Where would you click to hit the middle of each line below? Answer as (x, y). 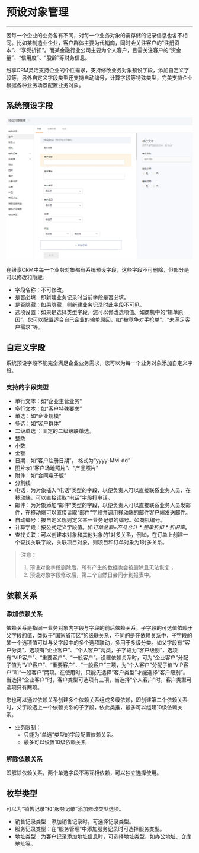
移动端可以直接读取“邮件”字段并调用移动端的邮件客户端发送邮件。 (111, 513)
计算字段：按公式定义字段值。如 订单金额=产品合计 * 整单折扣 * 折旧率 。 (102, 527)
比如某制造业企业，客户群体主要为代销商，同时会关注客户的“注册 (95, 43)
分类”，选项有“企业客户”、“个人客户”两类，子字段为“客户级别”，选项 (94, 650)
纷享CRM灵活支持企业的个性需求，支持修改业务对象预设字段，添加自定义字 (98, 70)
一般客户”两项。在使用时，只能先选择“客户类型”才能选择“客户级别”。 (105, 672)
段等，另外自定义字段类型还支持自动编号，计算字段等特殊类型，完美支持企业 (99, 77)
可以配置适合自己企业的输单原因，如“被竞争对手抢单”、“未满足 (109, 320)
